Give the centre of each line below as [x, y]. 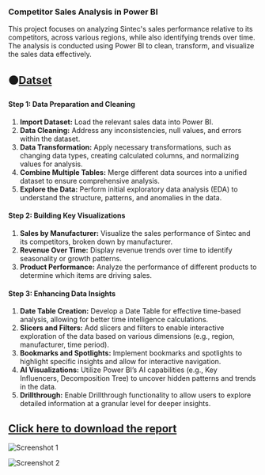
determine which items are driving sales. [86, 275]
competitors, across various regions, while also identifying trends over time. [132, 37]
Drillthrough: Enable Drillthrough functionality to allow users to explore [135, 395]
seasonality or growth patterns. [71, 259]
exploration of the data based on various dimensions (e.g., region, [127, 336]
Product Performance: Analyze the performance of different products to [138, 267]
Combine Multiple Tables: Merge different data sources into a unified [133, 172]
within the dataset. [50, 139]
